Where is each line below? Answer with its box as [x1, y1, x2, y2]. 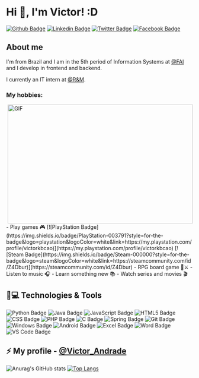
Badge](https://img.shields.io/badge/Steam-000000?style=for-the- [24, 251, 190, 258]
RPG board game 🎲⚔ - [137, 264, 193, 271]
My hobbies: [6, 90, 43, 99]
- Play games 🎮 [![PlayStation [6, 223, 80, 231]
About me [6, 42, 43, 52]
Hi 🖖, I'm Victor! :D [6, 5, 98, 19]
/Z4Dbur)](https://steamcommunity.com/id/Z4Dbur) [6, 264, 133, 271]
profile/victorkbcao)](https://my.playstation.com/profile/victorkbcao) [6, 245, 174, 252]
